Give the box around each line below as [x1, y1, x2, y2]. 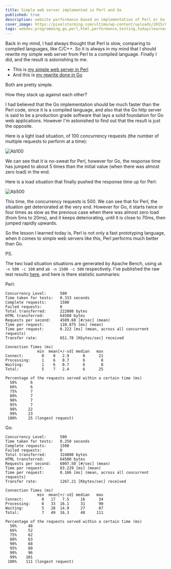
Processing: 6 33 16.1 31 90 [5, 501, 103, 506]
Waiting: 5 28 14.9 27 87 [5, 506, 103, 511]
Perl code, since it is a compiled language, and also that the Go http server [5, 107, 162, 113]
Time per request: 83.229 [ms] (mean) [5, 466, 101, 471]
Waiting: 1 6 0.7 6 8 [5, 362, 103, 367]
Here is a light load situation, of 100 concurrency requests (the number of [5, 133, 159, 139]
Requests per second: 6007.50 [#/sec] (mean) [5, 461, 110, 466]
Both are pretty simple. [5, 82, 53, 88]
